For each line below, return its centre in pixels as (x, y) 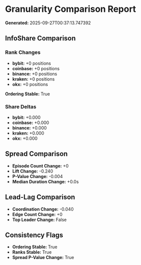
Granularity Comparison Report (70, 9)
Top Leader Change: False (39, 220)
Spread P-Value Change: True (43, 258)
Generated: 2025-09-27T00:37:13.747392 (48, 23)
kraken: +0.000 (28, 133)
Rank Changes (23, 52)
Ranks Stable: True (32, 252)
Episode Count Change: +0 (40, 166)
